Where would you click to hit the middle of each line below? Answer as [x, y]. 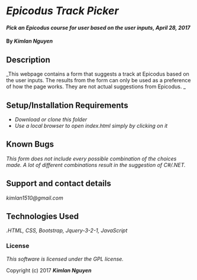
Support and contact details [59, 184]
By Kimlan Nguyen [30, 41]
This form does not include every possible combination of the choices [91, 159]
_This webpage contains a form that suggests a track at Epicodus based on [98, 74]
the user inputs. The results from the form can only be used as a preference [98, 81]
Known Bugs [30, 144]
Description [28, 59]
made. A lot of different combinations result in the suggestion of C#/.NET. [96, 165]
